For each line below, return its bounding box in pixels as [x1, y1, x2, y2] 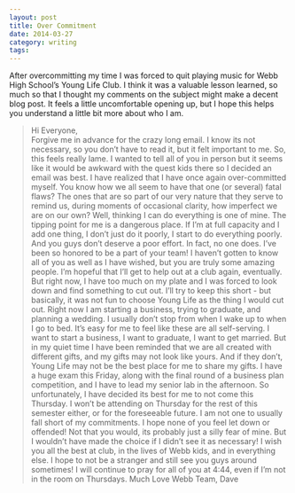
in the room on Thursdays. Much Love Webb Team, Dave [30, 473, 239, 484]
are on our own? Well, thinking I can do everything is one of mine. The [30, 210, 287, 221]
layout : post [9, 12, 58, 22]
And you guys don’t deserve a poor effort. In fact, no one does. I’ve [30, 239, 277, 249]
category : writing [9, 37, 77, 47]
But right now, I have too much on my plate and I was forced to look [30, 276, 277, 286]
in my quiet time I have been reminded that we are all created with [30, 342, 272, 353]
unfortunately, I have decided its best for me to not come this [30, 389, 254, 400]
